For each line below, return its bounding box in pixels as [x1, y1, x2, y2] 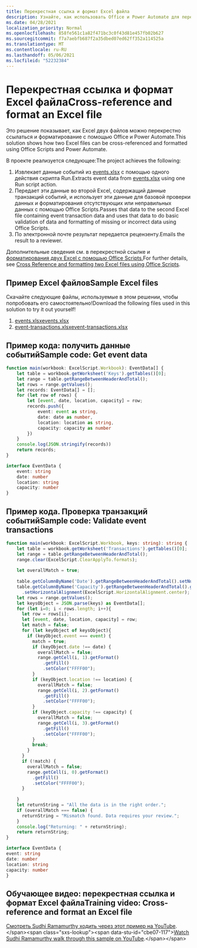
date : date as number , [37, 414, 93, 420]
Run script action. [14, 181, 57, 188]
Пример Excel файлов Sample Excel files [6, 278, 159, 288]
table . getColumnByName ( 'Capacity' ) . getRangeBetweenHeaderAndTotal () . [16, 584, 191, 590]
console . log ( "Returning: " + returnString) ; [16, 824, 127, 830]
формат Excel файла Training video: [6, 898, 141, 908]
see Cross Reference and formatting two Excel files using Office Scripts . [6, 261, 181, 268]
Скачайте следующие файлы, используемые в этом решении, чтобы [6, 294, 179, 301]
